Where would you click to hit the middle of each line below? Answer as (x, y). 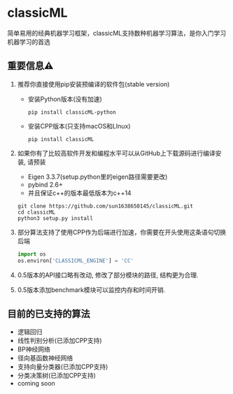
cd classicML (36, 212)
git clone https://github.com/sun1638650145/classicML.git (105, 206)
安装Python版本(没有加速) (65, 98)
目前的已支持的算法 (49, 313)
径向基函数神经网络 (45, 358)
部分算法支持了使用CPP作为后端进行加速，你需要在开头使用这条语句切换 (121, 232)
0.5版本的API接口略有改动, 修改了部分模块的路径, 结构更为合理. (108, 275)
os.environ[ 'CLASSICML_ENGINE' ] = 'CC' (76, 261)
